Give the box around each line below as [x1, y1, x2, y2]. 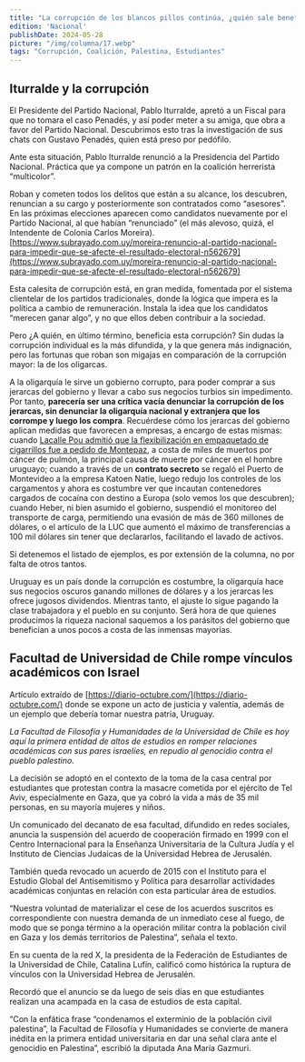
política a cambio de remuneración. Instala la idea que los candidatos [9, 302, 269, 314]
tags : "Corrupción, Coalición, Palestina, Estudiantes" [9, 47, 225, 56]
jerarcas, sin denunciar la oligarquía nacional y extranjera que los [9, 406, 261, 416]
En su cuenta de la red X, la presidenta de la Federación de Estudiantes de [9, 949, 288, 960]
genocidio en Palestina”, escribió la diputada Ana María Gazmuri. [9, 1042, 251, 1053]
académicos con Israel [9, 665, 141, 680]
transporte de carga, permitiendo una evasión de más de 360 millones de [9, 511, 284, 523]
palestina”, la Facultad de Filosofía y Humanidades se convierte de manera [9, 1023, 289, 1034]
